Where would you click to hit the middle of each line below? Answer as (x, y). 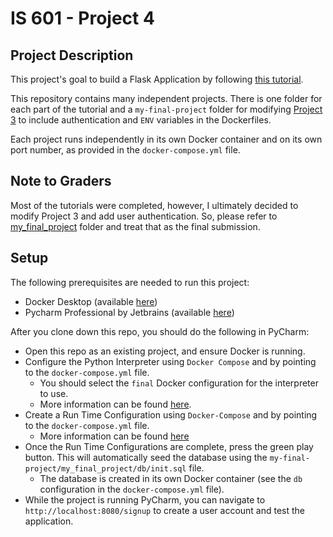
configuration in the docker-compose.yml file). (132, 489)
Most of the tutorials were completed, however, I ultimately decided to (154, 205)
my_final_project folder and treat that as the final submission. (135, 226)
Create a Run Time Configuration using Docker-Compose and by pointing (171, 414)
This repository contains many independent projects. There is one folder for (166, 98)
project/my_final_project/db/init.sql (105, 468)
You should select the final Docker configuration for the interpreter (179, 383)
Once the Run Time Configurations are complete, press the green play (169, 446)
